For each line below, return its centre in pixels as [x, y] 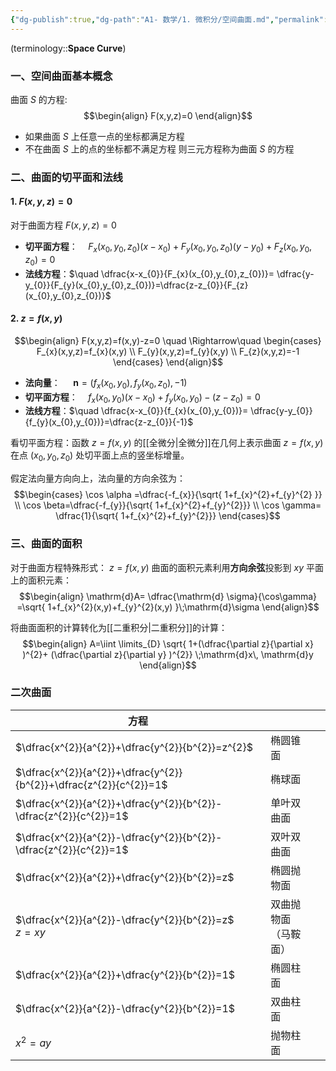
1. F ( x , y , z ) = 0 [41, 202]
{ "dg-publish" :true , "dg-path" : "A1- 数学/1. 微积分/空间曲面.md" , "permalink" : [169, 19]
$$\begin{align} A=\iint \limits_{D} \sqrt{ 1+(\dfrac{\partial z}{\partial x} [168, 643]
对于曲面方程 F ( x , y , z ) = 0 [63, 225]
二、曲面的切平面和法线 [66, 177]
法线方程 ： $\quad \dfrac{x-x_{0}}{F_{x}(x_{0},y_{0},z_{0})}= [149, 273]
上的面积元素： [41, 580]
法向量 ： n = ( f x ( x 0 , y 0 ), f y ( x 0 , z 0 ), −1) [106, 383]
